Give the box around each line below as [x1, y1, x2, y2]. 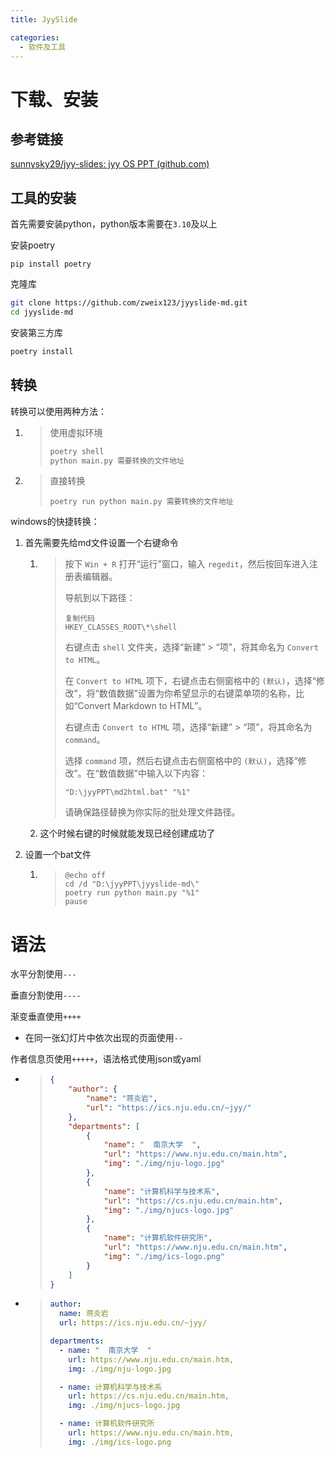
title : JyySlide [10, 14, 78, 25]
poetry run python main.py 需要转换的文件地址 [49, 497, 234, 507]
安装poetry [10, 239, 56, 251]
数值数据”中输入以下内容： [98, 767, 208, 780]
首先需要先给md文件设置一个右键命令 [24, 537, 179, 549]
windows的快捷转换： [10, 516, 100, 528]
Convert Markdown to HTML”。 [77, 700, 208, 712]
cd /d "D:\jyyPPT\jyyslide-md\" [64, 879, 200, 890]
